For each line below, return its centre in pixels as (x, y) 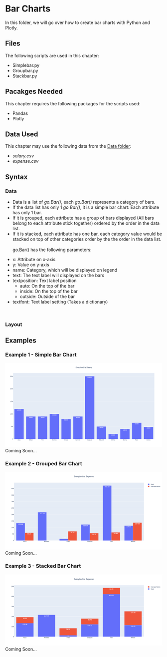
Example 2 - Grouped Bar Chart (44, 463)
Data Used (22, 134)
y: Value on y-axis (31, 265)
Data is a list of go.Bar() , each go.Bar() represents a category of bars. (84, 202)
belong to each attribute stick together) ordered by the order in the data (86, 223)
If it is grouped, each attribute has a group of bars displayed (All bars (83, 218)
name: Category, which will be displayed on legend (65, 270)
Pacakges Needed (34, 92)
